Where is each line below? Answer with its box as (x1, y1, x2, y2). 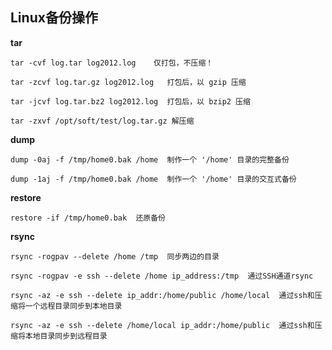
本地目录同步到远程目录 (24, 331, 108, 341)
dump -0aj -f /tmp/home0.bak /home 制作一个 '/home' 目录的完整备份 (10, 154, 290, 165)
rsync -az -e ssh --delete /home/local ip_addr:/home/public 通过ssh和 (10, 320, 315, 330)
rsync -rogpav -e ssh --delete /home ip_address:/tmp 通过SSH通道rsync (10, 271, 314, 281)
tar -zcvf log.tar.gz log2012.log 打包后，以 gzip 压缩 (10, 77, 247, 87)
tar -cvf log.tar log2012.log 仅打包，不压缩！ (10, 58, 214, 68)
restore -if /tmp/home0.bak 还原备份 (10, 213, 167, 223)
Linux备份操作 (10, 9, 98, 27)
